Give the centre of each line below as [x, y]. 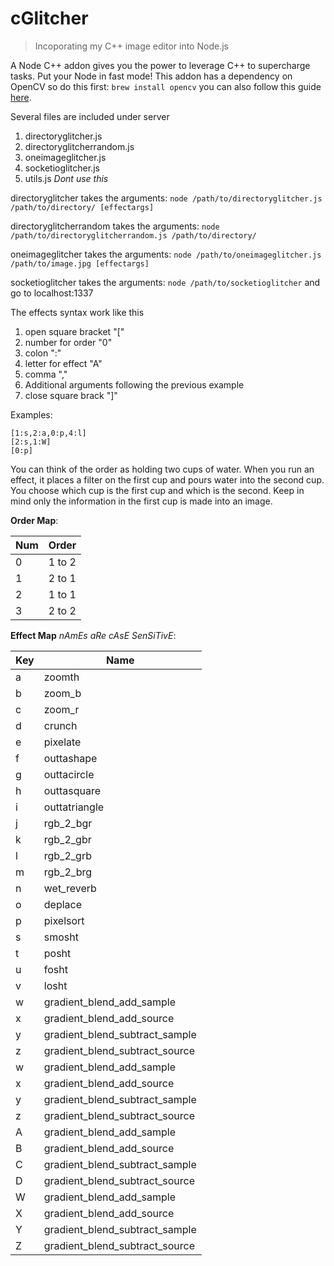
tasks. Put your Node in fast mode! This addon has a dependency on [151, 76]
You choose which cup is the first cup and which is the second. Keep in [157, 490]
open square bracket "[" [74, 331]
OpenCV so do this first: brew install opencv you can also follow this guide [166, 86]
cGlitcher [49, 18]
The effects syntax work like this [77, 312]
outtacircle [69, 774]
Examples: [31, 414]
